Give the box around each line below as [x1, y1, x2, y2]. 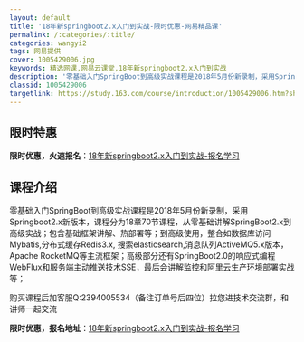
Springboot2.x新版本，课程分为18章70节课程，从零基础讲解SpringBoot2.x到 [9, 216, 292, 227]
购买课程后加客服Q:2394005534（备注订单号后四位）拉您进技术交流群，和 [9, 292, 290, 303]
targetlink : [9, 89, 54, 98]
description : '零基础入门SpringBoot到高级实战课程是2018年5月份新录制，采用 [9, 72, 276, 81]
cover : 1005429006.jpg [9, 55, 95, 64]
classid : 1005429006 [9, 81, 88, 90]
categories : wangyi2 [9, 38, 88, 48]
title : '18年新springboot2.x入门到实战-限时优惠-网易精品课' [9, 22, 223, 31]
